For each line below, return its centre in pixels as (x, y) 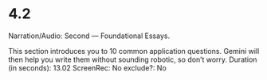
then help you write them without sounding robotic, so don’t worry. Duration (133, 59)
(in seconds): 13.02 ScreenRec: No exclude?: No (88, 67)
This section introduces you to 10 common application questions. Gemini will (134, 51)
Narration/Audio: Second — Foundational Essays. (89, 36)
